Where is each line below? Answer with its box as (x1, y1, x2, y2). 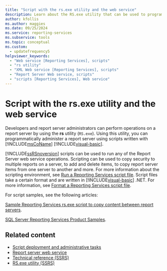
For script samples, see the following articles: (5, 192, 98, 198)
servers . (5, 207, 22, 213)
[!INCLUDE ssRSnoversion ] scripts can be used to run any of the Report (5, 150, 151, 157)
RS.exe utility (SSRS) (12, 260, 55, 266)
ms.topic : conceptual (5, 40, 50, 45)
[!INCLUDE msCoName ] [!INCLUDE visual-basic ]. (5, 141, 104, 147)
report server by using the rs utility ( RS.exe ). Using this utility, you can (5, 130, 148, 136)
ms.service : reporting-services (5, 30, 72, 35)
